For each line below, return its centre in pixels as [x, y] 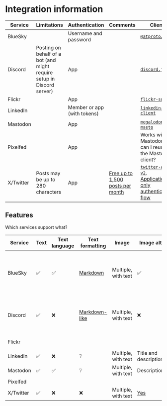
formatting [93, 246]
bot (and [46, 60]
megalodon [152, 122]
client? [148, 159]
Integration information [54, 9]
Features [19, 215]
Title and [147, 353]
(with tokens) [83, 113]
